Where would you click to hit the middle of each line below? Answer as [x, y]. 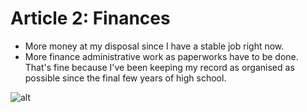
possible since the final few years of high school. [125, 78]
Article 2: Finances [90, 18]
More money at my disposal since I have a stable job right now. [154, 46]
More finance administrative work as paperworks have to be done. [161, 56]
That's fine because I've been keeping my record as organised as [159, 67]
